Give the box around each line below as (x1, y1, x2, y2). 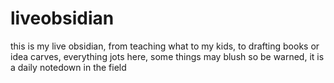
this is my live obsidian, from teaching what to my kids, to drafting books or (10, 40, 320, 52)
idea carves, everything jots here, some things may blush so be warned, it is (10, 50, 325, 62)
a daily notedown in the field (10, 61, 127, 73)
